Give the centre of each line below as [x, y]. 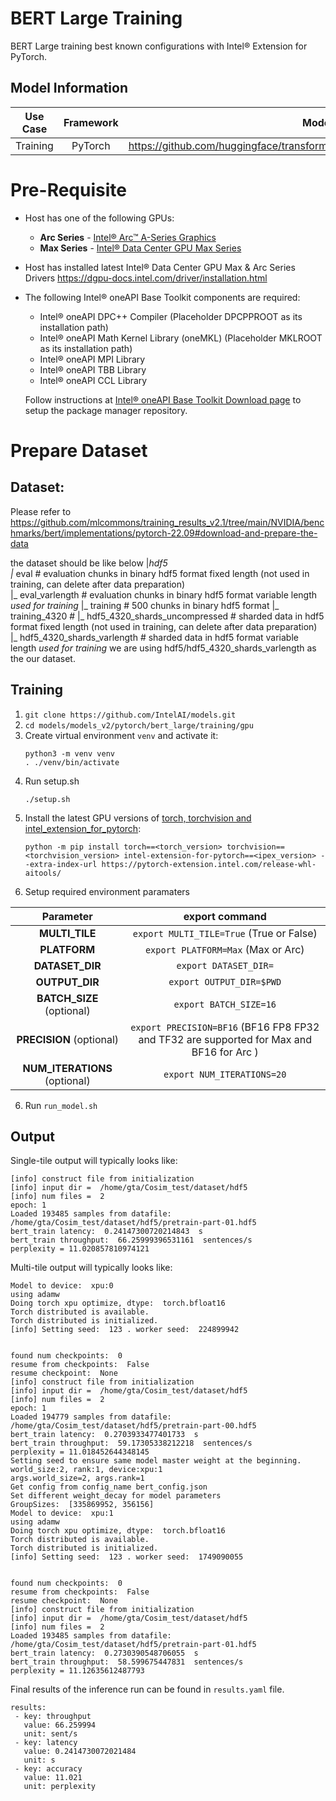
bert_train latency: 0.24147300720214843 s [106, 1232]
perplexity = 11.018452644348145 [80, 1452]
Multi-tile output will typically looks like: [91, 1268]
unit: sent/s [50, 1734]
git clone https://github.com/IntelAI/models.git [130, 715]
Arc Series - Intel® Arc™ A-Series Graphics [128, 237]
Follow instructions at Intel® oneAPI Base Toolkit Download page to [163, 399]
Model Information [69, 88]
